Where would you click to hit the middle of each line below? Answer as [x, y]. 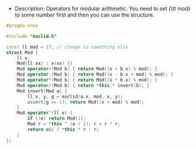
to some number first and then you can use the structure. [84, 15]
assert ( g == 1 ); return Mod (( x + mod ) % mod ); [86, 102]
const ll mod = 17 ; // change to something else [67, 47]
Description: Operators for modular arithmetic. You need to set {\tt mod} [102, 9]
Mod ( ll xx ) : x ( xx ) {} [45, 64]
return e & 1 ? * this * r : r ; [63, 129]
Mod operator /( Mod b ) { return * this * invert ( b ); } [83, 85]
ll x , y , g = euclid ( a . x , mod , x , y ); [75, 96]
